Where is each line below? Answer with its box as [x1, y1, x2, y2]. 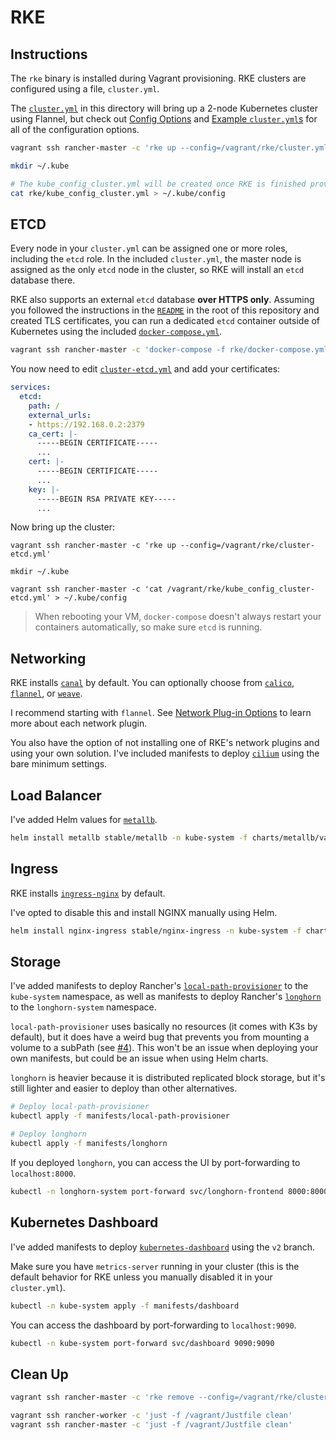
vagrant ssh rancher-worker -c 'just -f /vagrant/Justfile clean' [10, 1411, 293, 1421]
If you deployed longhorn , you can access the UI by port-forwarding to [10, 1156, 301, 1168]
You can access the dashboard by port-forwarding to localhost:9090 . [10, 1319, 297, 1331]
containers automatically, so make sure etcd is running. [34, 621, 263, 633]
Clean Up [10, 1366, 69, 1383]
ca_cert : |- [28, 429, 78, 439]
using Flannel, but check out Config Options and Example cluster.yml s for [10, 113, 318, 125]
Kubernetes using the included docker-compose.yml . [10, 326, 223, 338]
